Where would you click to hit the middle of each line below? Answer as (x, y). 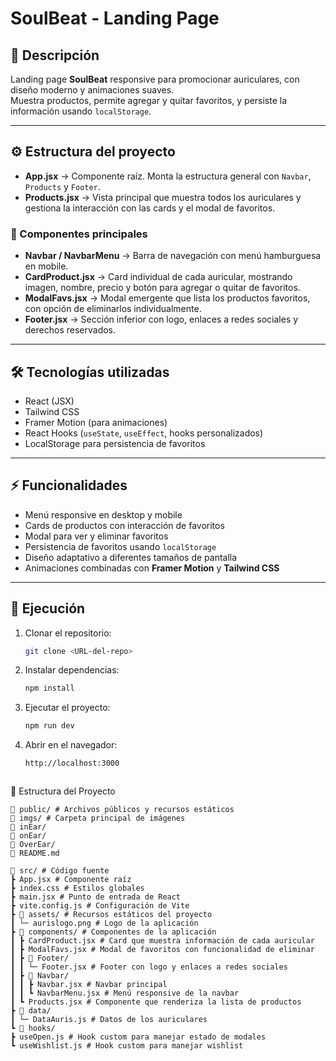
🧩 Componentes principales (79, 234)
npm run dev (49, 726)
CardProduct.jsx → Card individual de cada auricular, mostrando (158, 277)
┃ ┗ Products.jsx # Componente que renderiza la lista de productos (156, 1002)
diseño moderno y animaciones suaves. (92, 90)
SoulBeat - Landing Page (115, 18)
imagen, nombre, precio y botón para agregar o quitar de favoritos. (162, 288)
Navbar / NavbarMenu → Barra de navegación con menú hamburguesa (173, 256)
